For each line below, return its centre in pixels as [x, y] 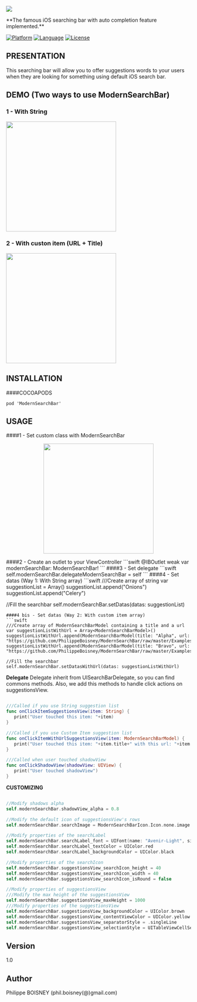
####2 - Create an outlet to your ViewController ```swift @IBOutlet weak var [98, 562]
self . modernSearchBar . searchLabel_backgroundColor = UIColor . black [90, 852]
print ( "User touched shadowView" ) [56, 771]
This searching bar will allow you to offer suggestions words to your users [95, 70]
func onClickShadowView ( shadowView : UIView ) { [64, 765]
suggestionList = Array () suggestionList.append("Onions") [77, 587]
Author [19, 978]
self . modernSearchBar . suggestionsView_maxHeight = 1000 [76, 900]
